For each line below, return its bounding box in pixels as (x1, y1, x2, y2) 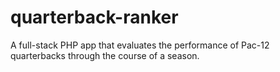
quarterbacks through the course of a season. (10, 49, 200, 61)
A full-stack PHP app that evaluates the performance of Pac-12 (10, 39, 270, 51)
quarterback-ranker (10, 6, 179, 29)
